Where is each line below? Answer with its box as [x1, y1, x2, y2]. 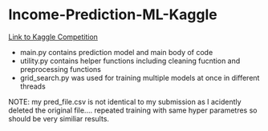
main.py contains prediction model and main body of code [19, 47, 213, 57]
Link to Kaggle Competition [8, 32, 99, 42]
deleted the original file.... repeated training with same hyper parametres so [8, 105, 258, 115]
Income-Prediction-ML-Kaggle [8, 6, 218, 24]
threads [19, 81, 46, 91]
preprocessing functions [19, 64, 102, 73]
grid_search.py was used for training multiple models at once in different [19, 73, 260, 82]
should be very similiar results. [8, 113, 110, 123]
